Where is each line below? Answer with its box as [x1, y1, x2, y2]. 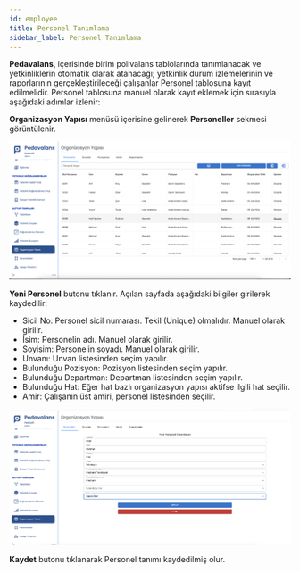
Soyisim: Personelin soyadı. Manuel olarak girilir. [21, 344, 200, 354]
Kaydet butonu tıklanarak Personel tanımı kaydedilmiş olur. [9, 553, 226, 564]
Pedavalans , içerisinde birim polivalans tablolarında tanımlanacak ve [9, 59, 262, 70]
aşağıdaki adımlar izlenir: [9, 96, 101, 107]
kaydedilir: [9, 297, 47, 308]
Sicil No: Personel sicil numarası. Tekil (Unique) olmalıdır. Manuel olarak [21, 315, 286, 326]
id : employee [9, 14, 58, 23]
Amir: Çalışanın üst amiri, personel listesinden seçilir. [21, 391, 216, 402]
